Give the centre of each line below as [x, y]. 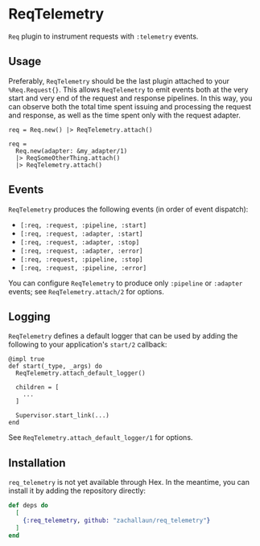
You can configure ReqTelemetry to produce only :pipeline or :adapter [126, 283]
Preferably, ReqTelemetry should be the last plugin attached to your [119, 80]
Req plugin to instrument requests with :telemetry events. [103, 36]
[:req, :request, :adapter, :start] [81, 234]
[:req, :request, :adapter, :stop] [80, 242]
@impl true [27, 359]
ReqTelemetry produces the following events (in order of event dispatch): [128, 209]
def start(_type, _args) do [56, 367]
